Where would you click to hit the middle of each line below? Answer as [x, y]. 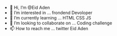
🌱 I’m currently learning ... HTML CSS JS [50, 18]
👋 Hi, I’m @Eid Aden [30, 8]
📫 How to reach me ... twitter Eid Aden [49, 28]
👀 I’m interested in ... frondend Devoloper [51, 13]
